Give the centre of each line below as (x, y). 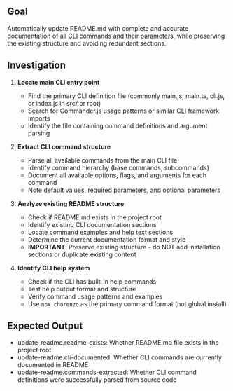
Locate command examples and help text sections (100, 232)
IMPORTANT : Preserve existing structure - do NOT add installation (124, 247)
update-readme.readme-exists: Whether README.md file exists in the (118, 343)
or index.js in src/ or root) (64, 103)
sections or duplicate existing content (82, 254)
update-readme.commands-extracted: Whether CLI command (107, 372)
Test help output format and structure (82, 289)
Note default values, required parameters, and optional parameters (124, 190)
